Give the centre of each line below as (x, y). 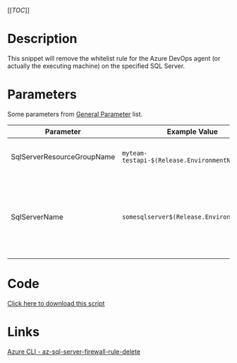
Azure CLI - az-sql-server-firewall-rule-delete (74, 351)
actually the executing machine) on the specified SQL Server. (96, 66)
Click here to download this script (56, 303)
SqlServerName (37, 217)
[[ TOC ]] (18, 10)
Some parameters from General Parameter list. (75, 114)
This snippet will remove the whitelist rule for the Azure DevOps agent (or (114, 58)
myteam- (135, 153)
